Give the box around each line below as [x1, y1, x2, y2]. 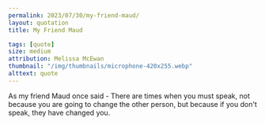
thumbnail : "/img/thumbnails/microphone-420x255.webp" [8, 62, 193, 71]
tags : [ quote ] [8, 40, 55, 48]
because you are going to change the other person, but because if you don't [8, 99, 257, 108]
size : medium [8, 48, 51, 56]
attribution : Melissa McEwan [8, 55, 104, 63]
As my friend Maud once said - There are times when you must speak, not [8, 91, 251, 101]
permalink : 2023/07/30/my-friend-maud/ [8, 11, 140, 20]
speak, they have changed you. [8, 108, 111, 117]
